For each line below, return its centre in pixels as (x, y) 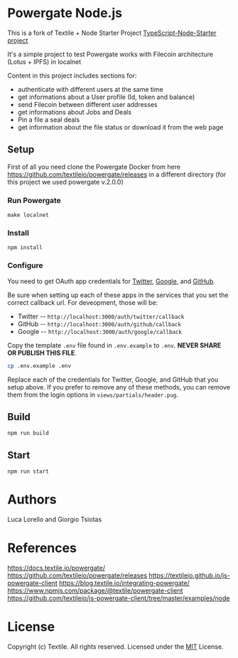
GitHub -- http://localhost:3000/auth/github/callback (99, 324)
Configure (25, 266)
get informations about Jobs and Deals (75, 112)
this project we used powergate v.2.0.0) (65, 182)
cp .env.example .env (39, 366)
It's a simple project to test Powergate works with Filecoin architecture (110, 54)
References (42, 548)
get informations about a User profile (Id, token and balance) (106, 97)
